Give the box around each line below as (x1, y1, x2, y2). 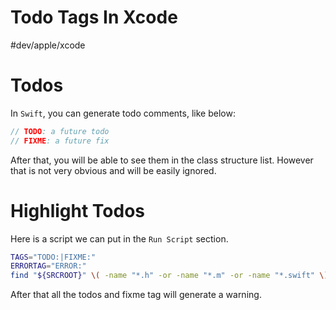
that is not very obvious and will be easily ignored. (10, 164, 217, 176)
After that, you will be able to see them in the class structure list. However (10, 154, 314, 166)
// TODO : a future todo (10, 126, 110, 136)
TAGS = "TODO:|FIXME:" (10, 252, 97, 262)
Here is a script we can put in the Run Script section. (10, 232, 229, 245)
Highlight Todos (10, 199, 145, 222)
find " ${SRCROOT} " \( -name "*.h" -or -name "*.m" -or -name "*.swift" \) (10, 271, 329, 281)
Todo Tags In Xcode (10, 6, 178, 29)
